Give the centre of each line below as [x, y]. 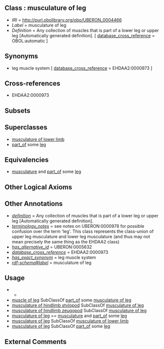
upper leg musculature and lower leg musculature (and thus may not [81, 236]
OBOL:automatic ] [30, 41]
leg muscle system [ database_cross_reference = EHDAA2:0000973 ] [82, 68]
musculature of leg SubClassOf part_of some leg [61, 326]
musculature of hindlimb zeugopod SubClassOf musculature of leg [79, 311]
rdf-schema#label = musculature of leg [52, 263]
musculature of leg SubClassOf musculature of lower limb [70, 321]
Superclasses [26, 127]
